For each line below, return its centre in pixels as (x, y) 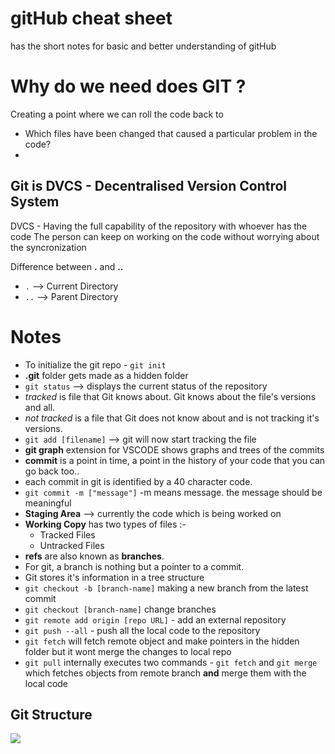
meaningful (48, 503)
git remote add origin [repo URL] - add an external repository (155, 619)
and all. (40, 407)
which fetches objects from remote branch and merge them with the (165, 673)
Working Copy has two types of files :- (105, 524)
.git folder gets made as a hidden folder (106, 375)
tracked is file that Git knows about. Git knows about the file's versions (170, 396)
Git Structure (51, 715)
